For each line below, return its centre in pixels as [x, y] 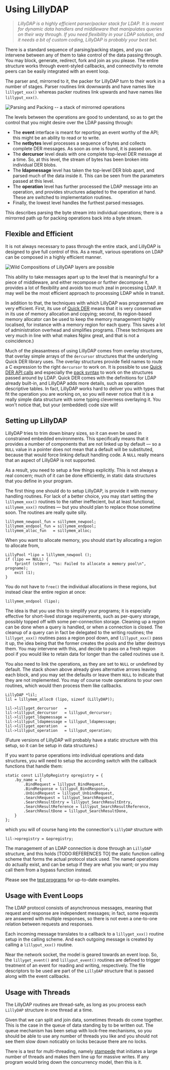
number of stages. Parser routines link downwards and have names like [80, 86]
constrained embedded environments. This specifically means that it [77, 438]
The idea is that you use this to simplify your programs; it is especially [78, 611]
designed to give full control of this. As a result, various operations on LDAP [84, 252]
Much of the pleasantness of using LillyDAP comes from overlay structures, [84, 350]
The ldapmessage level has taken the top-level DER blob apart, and [83, 170]
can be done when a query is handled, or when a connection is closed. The [84, 627]
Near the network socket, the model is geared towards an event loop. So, [82, 955]
